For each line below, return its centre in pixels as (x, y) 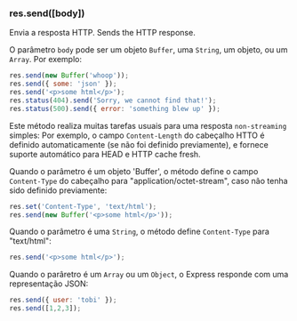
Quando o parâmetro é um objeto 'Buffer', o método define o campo (134, 171)
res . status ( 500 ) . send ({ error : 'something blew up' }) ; (115, 108)
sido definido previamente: (58, 190)
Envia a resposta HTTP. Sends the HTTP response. (102, 33)
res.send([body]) (47, 13)
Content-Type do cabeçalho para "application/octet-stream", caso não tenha (148, 181)
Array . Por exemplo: (46, 60)
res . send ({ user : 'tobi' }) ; (63, 301)
